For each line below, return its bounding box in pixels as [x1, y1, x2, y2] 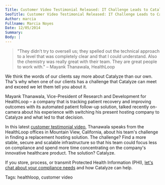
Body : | [5, 35, 21, 40]
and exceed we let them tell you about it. [5, 84, 87, 90]
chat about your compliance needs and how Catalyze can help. [5, 164, 133, 170]
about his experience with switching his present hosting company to [21, 109, 160, 115]
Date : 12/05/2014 [5, 26, 41, 31]
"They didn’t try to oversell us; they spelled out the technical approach [17, 48, 160, 54]
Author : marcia [5, 16, 36, 21]
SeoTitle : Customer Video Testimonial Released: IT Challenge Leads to [5, 12, 155, 17]
